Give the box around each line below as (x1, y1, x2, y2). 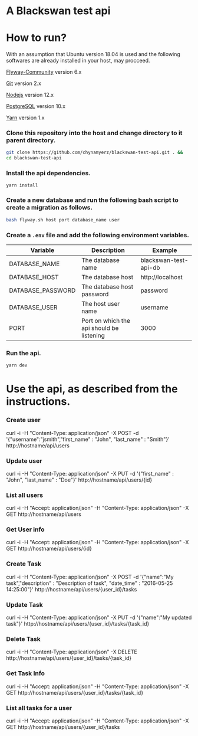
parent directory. (6, 136, 56, 145)
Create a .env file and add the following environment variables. (6, 231, 190, 239)
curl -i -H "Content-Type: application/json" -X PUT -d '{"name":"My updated (6, 614, 192, 621)
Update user (6, 456, 42, 465)
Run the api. (6, 349, 41, 357)
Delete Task (6, 635, 41, 643)
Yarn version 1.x (6, 114, 45, 122)
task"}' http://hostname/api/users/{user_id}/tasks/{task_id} (6, 620, 150, 627)
